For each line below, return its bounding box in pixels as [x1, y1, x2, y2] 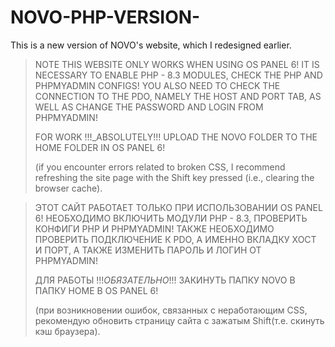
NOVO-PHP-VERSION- [10, 6, 201, 29]
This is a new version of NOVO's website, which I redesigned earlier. [10, 39, 292, 51]
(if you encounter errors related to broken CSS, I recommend [34, 161, 286, 173]
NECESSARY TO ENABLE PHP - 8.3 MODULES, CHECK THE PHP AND [34, 69, 323, 81]
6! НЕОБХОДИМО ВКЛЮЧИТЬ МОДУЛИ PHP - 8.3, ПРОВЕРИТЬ [34, 212, 308, 224]
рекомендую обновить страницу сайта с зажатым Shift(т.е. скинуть [34, 314, 325, 326]
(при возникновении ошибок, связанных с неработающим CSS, [34, 304, 308, 316]
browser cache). [34, 182, 103, 194]
